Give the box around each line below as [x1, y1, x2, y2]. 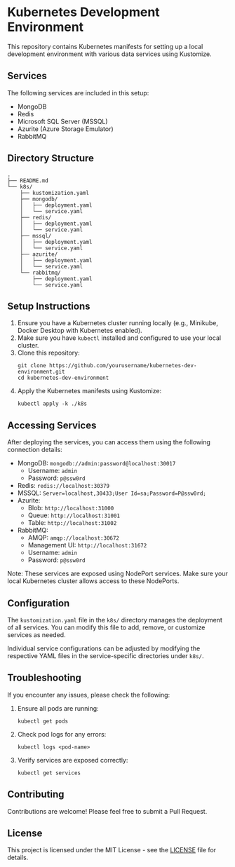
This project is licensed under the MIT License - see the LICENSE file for [7, 846, 216, 854]
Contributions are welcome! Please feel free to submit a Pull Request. [7, 807, 208, 815]
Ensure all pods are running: [17, 704, 100, 712]
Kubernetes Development [7, 4, 160, 20]
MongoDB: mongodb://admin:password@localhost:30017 [17, 459, 176, 467]
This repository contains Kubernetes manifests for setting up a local [7, 42, 203, 50]
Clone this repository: [17, 348, 80, 357]
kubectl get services [17, 769, 81, 777]
